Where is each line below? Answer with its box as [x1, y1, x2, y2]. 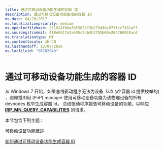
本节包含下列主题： [5, 117, 44, 123]
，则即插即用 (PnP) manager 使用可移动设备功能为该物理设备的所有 [5, 95, 142, 101]
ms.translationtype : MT [5, 35, 54, 40]
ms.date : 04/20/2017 [5, 16, 48, 21]
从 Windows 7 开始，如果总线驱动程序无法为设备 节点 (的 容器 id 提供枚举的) [5, 88, 160, 94]
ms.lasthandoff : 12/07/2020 [5, 44, 63, 49]
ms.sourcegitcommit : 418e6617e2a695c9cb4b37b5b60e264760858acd [5, 30, 138, 35]
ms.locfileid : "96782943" [5, 48, 58, 53]
